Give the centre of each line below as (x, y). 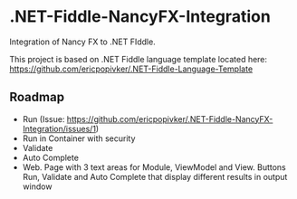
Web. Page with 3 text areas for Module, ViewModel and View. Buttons (154, 167)
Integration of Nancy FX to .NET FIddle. (82, 42)
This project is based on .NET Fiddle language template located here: (139, 59)
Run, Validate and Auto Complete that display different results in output (155, 176)
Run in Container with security (79, 138)
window (37, 186)
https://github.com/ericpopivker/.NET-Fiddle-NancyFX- (170, 118)
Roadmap (37, 97)
